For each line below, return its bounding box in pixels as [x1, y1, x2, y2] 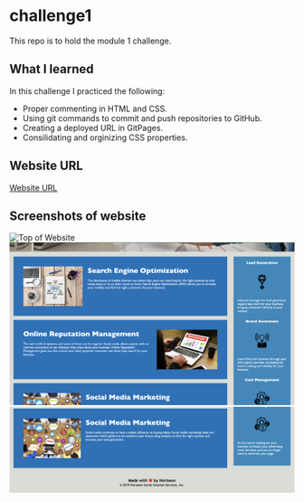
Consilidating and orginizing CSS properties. [22, 132, 188, 143]
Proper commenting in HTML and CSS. [22, 103, 167, 114]
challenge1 [9, 5, 92, 26]
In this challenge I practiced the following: [9, 85, 166, 96]
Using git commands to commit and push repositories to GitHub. [22, 112, 262, 123]
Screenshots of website [9, 208, 147, 223]
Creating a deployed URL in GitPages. [22, 122, 164, 133]
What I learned [9, 62, 94, 77]
